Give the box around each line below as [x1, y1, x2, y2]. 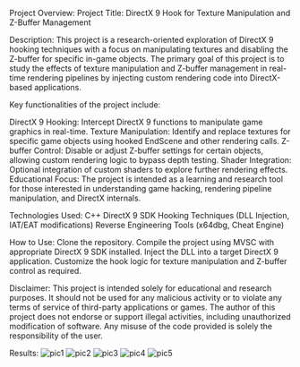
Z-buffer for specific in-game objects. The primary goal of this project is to [9, 54, 285, 64]
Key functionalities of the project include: [9, 99, 161, 110]
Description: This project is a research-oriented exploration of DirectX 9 [9, 35, 275, 45]
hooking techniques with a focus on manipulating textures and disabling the [9, 44, 288, 55]
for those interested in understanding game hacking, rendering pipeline [9, 183, 272, 193]
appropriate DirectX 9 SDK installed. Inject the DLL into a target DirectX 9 [9, 246, 279, 257]
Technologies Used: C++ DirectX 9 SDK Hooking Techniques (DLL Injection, [9, 210, 289, 220]
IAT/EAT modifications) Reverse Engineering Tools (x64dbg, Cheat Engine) [9, 219, 285, 230]
